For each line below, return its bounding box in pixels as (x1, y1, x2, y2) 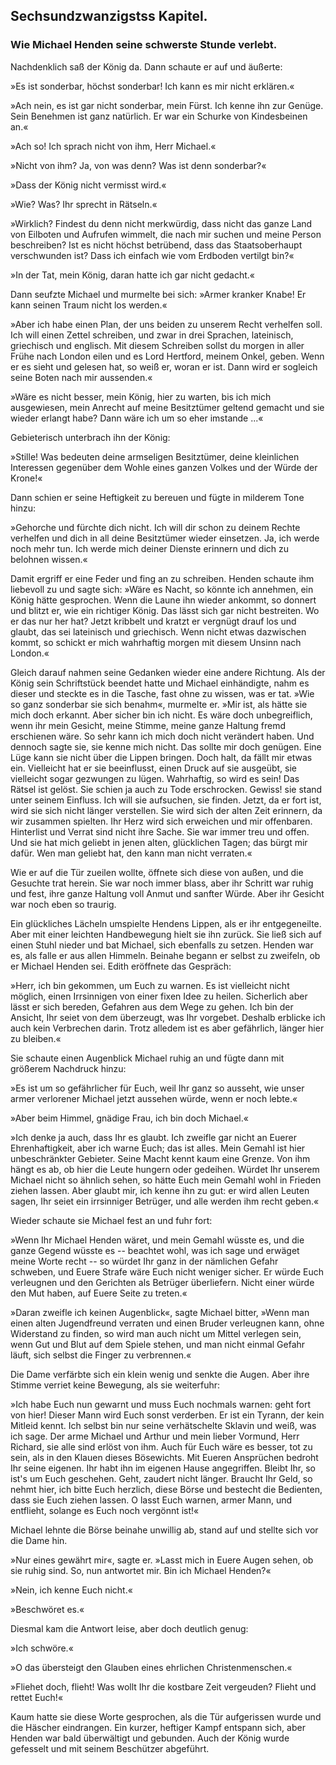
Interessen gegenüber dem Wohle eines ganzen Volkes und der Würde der (10, 461, 318, 473)
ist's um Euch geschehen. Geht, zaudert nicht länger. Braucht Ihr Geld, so (10, 1472, 313, 1484)
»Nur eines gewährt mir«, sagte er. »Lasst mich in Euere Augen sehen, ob (10, 1554, 314, 1566)
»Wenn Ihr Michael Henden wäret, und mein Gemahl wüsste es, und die (10, 1234, 305, 1246)
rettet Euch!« (10, 1691, 64, 1703)
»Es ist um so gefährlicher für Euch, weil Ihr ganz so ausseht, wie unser (10, 1082, 305, 1094)
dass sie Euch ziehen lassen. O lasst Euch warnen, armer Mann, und (10, 1494, 293, 1506)
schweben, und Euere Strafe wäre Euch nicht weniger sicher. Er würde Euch (10, 1265, 325, 1278)
